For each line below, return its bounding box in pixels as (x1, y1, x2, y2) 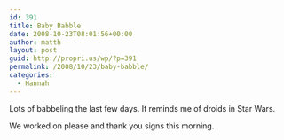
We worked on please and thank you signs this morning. (9, 121, 215, 131)
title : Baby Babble (9, 21, 82, 30)
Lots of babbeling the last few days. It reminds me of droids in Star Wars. (9, 103, 276, 113)
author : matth (9, 37, 62, 47)
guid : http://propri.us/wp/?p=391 (9, 54, 138, 63)
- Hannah (17, 79, 50, 88)
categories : (9, 71, 53, 80)
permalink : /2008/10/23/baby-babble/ (9, 63, 149, 72)
